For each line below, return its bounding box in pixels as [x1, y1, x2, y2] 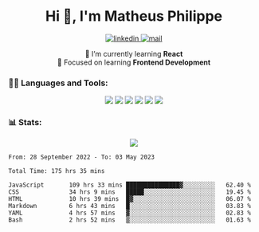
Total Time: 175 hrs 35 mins [8, 167, 105, 175]
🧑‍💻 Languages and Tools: [8, 77, 109, 88]
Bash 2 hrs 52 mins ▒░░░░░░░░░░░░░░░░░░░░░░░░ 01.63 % [8, 215, 251, 224]
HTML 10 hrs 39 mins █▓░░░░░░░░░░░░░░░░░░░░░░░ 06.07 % [8, 195, 251, 203]
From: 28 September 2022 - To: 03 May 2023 [8, 153, 155, 161]
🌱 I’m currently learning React [84, 49, 183, 58]
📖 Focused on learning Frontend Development [57, 57, 211, 67]
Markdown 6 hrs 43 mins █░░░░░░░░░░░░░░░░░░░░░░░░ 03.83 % [8, 202, 251, 210]
